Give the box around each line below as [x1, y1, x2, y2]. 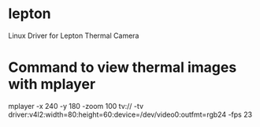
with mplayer [8, 76, 96, 93]
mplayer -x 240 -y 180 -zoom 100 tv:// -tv [8, 101, 144, 110]
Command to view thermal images [8, 58, 237, 77]
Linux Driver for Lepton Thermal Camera [8, 31, 139, 40]
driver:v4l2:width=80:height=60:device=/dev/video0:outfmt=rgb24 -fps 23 [8, 110, 253, 119]
